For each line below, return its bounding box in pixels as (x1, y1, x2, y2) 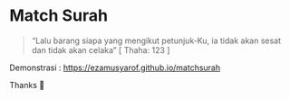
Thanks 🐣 (9, 79, 45, 90)
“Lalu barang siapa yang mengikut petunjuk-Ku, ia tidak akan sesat (31, 35, 282, 46)
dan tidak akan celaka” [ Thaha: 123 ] (31, 44, 170, 55)
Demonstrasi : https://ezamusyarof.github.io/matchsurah (9, 62, 220, 73)
